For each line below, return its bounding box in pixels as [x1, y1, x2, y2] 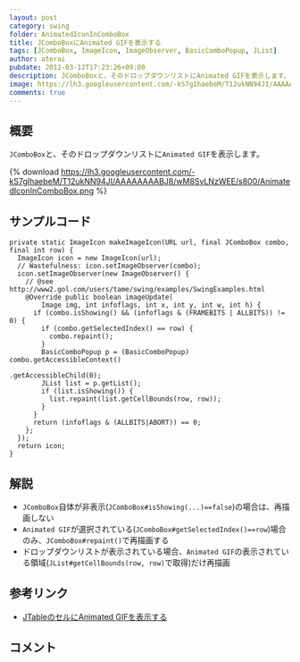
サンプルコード [9, 214, 91, 229]
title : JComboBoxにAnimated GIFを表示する [9, 38, 162, 47]
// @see [25, 277, 54, 286]
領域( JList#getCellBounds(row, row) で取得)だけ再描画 [29, 556, 230, 568]
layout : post [9, 13, 58, 22]
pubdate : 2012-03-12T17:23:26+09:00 [9, 64, 146, 72]
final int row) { [9, 246, 74, 255]
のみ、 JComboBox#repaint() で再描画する [21, 534, 170, 546]
